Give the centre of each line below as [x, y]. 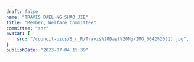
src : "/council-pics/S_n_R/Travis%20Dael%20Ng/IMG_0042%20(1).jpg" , [103, 39]
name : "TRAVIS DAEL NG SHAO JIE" [47, 17]
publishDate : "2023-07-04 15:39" [47, 50]
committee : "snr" [28, 28]
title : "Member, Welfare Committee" [51, 22]
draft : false [22, 12]
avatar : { [18, 34]
